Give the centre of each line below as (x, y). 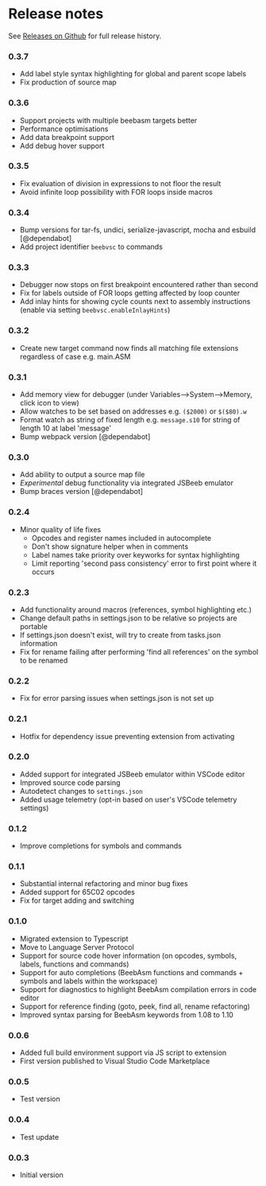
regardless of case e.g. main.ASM (75, 356)
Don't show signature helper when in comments (110, 546)
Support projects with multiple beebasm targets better (108, 120)
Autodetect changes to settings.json (81, 791)
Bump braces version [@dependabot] (81, 492)
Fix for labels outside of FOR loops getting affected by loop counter (130, 293)
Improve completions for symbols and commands (101, 846)
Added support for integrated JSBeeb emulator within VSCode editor (132, 774)
